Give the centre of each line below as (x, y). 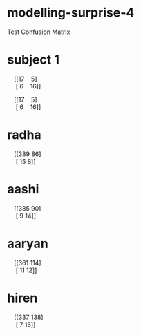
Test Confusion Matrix (39, 32)
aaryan (28, 243)
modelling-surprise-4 (71, 13)
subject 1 (34, 60)
